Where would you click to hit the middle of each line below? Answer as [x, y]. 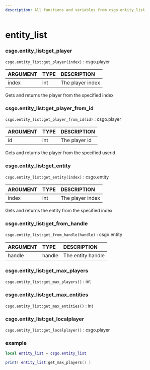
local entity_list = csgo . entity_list [46, 354]
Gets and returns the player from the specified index [59, 95]
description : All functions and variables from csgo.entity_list [75, 10]
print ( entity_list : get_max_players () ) [48, 363]
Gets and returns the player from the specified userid [60, 153]
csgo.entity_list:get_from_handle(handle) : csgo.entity [64, 235]
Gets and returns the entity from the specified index [59, 210]
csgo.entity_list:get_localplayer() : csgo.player [58, 330]
